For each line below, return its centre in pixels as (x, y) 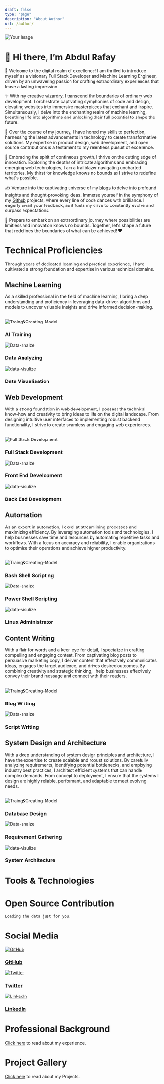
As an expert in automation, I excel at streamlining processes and (71, 527)
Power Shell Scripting (31, 599)
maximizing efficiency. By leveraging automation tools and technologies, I (79, 532)
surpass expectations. (27, 211)
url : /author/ (20, 23)
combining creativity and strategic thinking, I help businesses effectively (78, 671)
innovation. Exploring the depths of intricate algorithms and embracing (76, 162)
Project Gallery (36, 1063)
